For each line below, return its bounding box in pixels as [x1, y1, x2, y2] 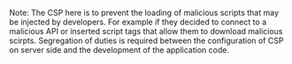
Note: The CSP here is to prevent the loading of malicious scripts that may [9, 8, 279, 18]
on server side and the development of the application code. [9, 45, 230, 55]
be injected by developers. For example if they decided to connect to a [9, 17, 267, 27]
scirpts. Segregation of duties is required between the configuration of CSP [9, 35, 284, 46]
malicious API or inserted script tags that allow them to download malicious [9, 26, 283, 36]
